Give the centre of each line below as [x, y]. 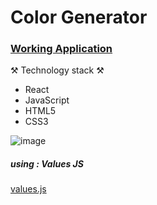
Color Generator [79, 17]
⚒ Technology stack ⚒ [57, 70]
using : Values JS [47, 164]
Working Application [61, 49]
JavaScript [47, 100]
